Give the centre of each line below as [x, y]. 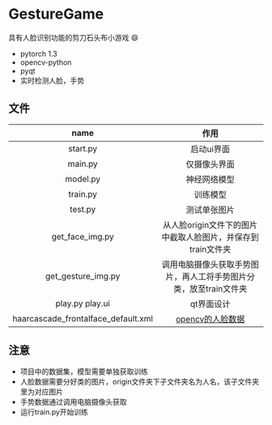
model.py [83, 179]
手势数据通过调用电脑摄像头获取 [73, 402]
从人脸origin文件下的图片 [210, 225]
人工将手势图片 [218, 276]
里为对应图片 [41, 391]
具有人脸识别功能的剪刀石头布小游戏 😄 [74, 37]
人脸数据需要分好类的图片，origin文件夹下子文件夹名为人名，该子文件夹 [140, 381]
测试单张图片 [210, 210]
